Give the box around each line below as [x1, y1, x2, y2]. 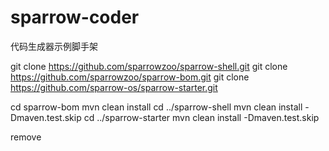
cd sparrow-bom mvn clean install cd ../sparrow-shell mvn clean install [10, 101, 303, 113]
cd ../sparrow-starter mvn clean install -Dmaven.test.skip [83, 111, 320, 123]
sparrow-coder [10, 6, 140, 29]
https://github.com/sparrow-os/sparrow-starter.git [10, 81, 218, 93]
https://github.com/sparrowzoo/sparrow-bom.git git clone [10, 71, 250, 83]
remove [10, 131, 42, 143]
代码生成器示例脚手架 [10, 40, 98, 52]
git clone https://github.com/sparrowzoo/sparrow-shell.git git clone [10, 60, 288, 72]
